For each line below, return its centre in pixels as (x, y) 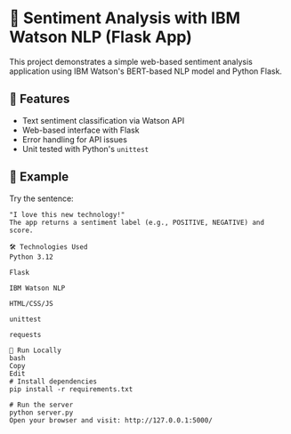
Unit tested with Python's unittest (85, 149)
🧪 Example (39, 177)
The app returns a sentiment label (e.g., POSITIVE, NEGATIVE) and (137, 222)
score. (21, 230)
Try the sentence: (41, 198)
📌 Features (40, 99)
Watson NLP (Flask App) (101, 37)
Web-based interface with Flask (81, 130)
